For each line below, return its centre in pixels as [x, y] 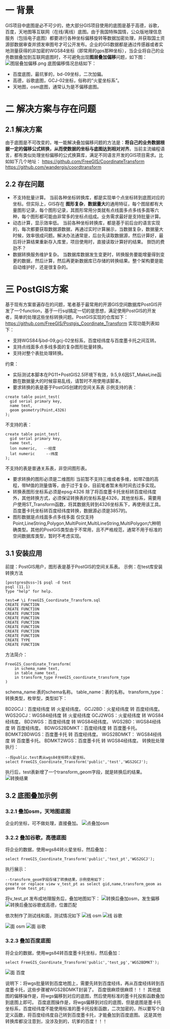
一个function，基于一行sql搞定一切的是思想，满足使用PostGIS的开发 [85, 311]
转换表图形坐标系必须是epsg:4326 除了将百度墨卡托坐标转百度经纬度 [84, 491]
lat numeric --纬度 [34, 454]
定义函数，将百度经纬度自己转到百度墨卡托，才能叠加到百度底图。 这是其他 [83, 1015]
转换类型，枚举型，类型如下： [36, 698]
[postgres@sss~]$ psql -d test [38, 583]
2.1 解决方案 [24, 129]
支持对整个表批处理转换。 [39, 353]
